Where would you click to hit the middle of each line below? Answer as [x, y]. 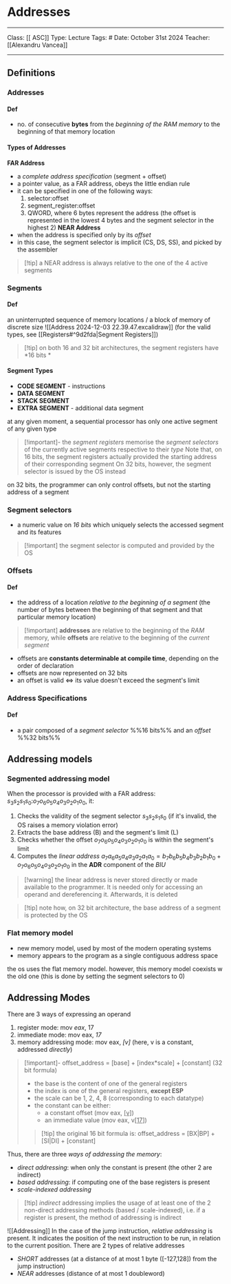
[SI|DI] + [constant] [68, 1141]
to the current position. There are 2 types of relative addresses [96, 1245]
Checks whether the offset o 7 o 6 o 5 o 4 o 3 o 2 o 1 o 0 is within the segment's [115, 840]
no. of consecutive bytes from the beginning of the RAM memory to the [119, 124]
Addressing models [50, 759]
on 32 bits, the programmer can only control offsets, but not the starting [109, 485]
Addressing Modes [49, 998]
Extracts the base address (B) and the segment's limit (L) [98, 832]
